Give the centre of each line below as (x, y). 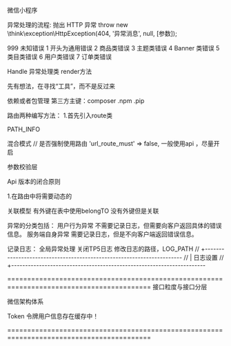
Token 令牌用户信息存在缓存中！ (53, 316)
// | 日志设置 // (204, 257)
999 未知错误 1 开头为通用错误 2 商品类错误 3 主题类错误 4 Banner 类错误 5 (113, 48)
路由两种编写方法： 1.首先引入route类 (60, 115)
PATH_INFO (23, 129)
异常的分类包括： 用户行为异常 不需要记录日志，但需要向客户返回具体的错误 (114, 225)
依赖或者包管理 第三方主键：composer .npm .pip (76, 101)
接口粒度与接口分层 (180, 287)
